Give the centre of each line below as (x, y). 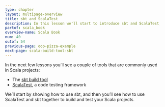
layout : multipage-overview (34, 14)
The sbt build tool (30, 80)
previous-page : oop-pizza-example (41, 46)
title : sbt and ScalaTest (31, 19)
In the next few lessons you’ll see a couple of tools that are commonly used (81, 65)
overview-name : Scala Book (33, 32)
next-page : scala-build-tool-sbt (39, 51)
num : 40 (13, 37)
